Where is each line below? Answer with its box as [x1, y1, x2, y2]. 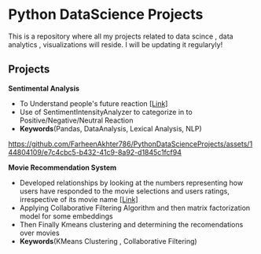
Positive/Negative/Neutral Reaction [19, 116, 134, 125]
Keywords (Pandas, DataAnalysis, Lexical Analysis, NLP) [19, 123, 202, 133]
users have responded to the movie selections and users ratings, [19, 186, 230, 196]
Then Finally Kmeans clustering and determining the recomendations [19, 219, 244, 229]
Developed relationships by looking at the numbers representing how [19, 178, 244, 187]
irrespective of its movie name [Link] [19, 194, 139, 204]
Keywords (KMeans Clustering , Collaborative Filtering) [19, 236, 198, 245]
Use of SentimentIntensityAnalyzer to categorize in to [19, 107, 193, 116]
